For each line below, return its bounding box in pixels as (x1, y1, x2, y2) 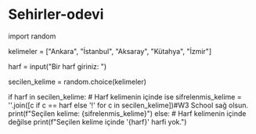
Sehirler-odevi (8, 5, 104, 24)
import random (8, 31, 56, 41)
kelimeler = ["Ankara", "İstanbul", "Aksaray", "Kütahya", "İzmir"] (8, 46, 212, 56)
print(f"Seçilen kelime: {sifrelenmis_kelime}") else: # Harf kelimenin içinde (8, 108, 247, 118)
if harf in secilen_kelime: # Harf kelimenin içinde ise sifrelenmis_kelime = (8, 92, 242, 101)
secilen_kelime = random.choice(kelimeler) (8, 77, 147, 86)
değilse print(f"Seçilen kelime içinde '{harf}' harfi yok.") (8, 117, 187, 126)
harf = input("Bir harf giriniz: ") (8, 61, 107, 71)
